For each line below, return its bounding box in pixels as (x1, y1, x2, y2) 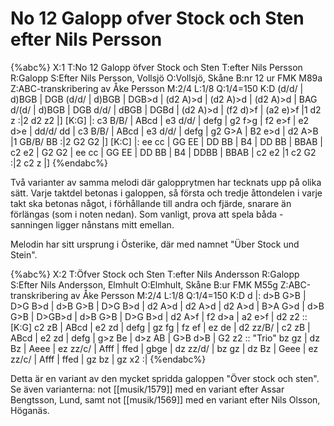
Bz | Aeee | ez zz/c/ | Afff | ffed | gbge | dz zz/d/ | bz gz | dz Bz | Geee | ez (10, 342, 319, 354)
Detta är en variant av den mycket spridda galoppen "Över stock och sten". (10, 372, 320, 384)
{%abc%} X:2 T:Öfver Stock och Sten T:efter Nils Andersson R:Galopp (10, 268, 300, 280)
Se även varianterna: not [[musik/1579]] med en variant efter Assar (10, 383, 285, 395)
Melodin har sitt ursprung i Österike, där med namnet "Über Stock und (10, 238, 300, 250)
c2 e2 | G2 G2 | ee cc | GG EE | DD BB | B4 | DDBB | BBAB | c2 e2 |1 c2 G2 (10, 146, 317, 158)
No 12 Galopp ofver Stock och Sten (10, 7, 305, 30)
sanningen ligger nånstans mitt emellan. (10, 218, 175, 231)
